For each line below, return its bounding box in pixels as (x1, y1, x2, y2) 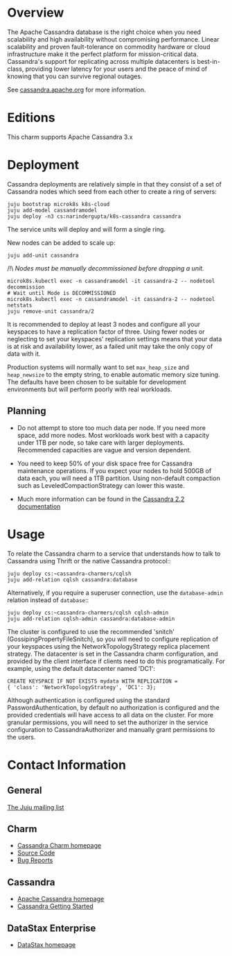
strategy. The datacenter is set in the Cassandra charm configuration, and (7, 649, 218, 658)
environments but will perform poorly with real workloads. (7, 385, 172, 393)
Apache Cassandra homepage (17, 895, 105, 903)
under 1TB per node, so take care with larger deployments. (17, 438, 185, 447)
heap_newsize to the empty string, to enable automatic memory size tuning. (7, 370, 220, 379)
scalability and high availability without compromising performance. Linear (7, 35, 220, 43)
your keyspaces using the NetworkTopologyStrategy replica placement (7, 642, 210, 650)
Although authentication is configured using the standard (7, 696, 170, 704)
